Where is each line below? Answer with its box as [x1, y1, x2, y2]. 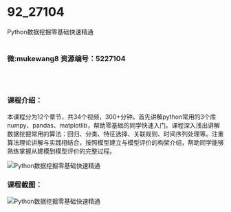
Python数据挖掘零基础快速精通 [7, 27, 94, 36]
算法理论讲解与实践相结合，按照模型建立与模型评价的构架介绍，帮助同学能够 [7, 138, 224, 146]
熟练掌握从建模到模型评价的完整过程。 [7, 147, 115, 155]
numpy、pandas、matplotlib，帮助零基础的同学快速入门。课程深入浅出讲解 [7, 121, 220, 129]
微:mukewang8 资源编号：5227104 [7, 54, 126, 63]
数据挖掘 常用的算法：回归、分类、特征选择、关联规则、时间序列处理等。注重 [7, 130, 224, 138]
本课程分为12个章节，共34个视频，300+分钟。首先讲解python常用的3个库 [7, 113, 217, 121]
